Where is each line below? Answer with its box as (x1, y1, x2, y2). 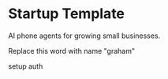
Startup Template (8, 5, 125, 23)
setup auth (8, 61, 43, 71)
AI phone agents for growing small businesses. (8, 31, 161, 40)
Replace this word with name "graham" (8, 46, 136, 55)
